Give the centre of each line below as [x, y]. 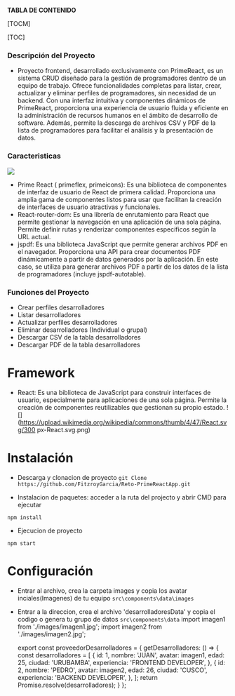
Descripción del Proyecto [51, 55]
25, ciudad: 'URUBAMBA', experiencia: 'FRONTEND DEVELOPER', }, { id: [121, 662]
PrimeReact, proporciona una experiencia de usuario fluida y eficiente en [123, 108]
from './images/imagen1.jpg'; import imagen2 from [90, 627]
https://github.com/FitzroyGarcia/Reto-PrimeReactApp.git [104, 484]
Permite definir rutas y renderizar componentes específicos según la [116, 229]
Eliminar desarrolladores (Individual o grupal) [82, 330]
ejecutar [29, 504]
